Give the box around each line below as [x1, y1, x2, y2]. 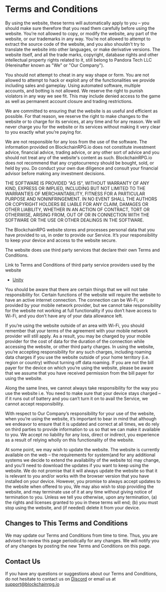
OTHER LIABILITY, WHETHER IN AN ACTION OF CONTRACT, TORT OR [5, 206, 150, 212]
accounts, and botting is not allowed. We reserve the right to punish [5, 88, 144, 94]
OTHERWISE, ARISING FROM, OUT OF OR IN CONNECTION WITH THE [5, 211, 150, 217]
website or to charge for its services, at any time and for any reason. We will [5, 118, 161, 124]
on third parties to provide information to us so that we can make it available [5, 426, 160, 432]
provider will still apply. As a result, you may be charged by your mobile [5, 333, 151, 339]
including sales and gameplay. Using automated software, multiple [5, 82, 141, 88]
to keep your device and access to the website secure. [5, 237, 117, 243]
